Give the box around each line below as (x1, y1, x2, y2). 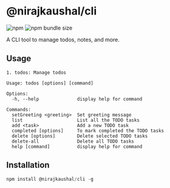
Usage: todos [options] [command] (6, 80, 94, 86)
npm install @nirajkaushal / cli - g (6, 176, 94, 182)
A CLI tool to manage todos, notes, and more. (6, 36, 120, 43)
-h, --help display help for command (12, 96, 143, 102)
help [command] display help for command (12, 143, 143, 149)
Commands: (6, 106, 32, 112)
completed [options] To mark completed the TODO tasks (12, 128, 165, 134)
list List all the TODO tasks (12, 117, 140, 123)
